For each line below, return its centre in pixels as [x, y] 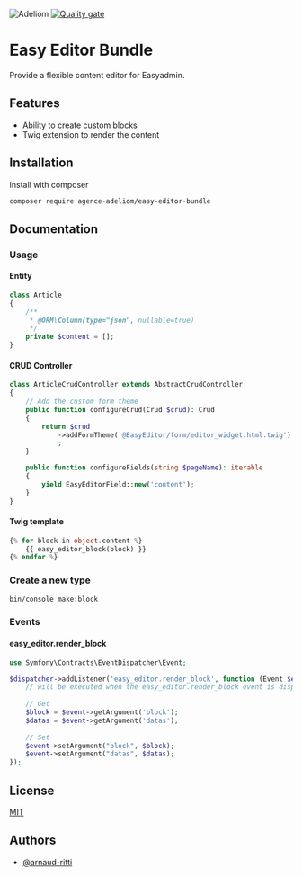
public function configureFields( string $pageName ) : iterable [144, 468]
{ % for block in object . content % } [76, 541]
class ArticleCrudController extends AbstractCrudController [126, 385]
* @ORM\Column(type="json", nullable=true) [112, 320]
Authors [33, 840]
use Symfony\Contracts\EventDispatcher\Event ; [98, 662]
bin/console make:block [54, 599]
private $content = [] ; [70, 337]
